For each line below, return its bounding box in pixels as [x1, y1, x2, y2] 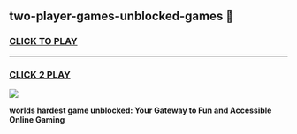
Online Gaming [9, 114, 65, 124]
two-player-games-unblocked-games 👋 [9, 9, 234, 24]
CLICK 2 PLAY [9, 68, 71, 80]
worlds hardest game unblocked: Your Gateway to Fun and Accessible [9, 105, 272, 115]
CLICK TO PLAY [9, 35, 78, 48]
